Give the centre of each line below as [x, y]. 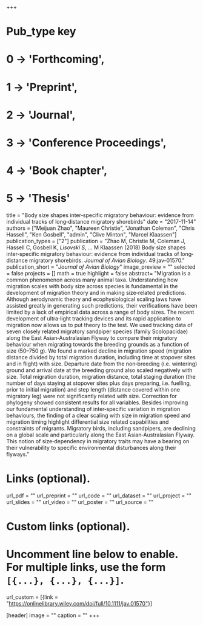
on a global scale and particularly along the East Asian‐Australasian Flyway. [101, 435]
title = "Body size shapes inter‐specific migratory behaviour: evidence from [100, 215]
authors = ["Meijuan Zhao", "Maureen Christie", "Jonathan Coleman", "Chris [101, 228]
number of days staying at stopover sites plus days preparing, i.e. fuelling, [99, 383]
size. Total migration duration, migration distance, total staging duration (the [101, 377]
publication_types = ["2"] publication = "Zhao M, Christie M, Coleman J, [96, 241]
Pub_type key [41, 32]
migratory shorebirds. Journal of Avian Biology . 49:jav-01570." [107, 261]
